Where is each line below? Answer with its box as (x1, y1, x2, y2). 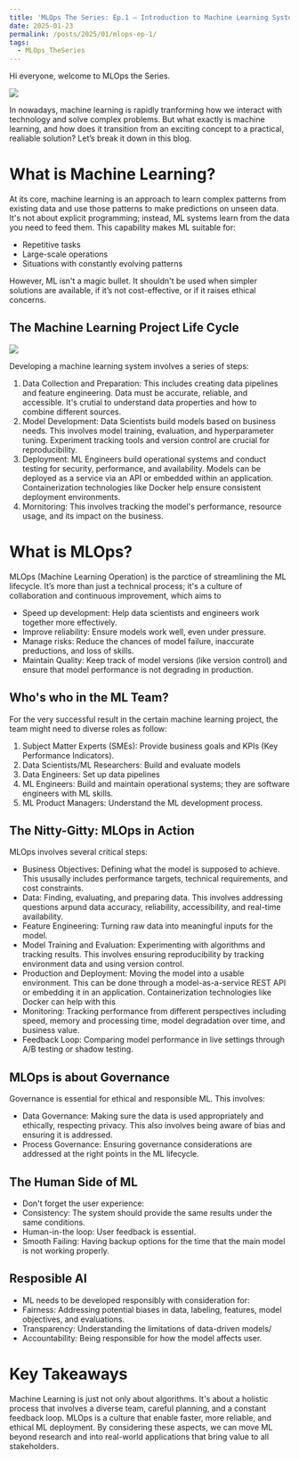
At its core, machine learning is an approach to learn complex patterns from (9, 193, 287, 205)
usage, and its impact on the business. (21, 510, 165, 521)
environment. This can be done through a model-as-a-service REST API (21, 978, 287, 988)
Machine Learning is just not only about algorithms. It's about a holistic (9, 1393, 269, 1404)
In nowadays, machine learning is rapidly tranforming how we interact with (9, 104, 283, 116)
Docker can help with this (21, 996, 116, 1007)
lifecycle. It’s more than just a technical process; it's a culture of (9, 580, 243, 591)
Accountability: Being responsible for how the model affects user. (21, 1332, 263, 1343)
